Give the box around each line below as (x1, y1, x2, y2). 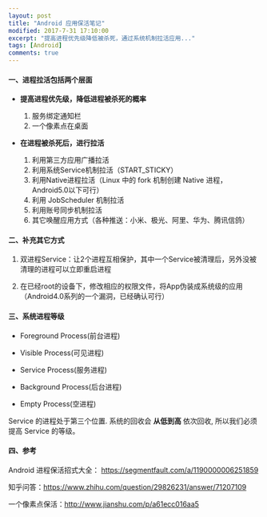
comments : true (8, 49, 59, 57)
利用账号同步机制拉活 (31, 205, 102, 215)
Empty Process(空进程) (19, 398, 97, 409)
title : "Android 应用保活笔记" (8, 19, 106, 27)
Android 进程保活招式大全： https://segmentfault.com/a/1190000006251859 (8, 465, 259, 475)
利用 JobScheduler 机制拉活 (31, 196, 125, 205)
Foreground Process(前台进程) (19, 330, 121, 341)
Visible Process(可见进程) (19, 348, 105, 357)
